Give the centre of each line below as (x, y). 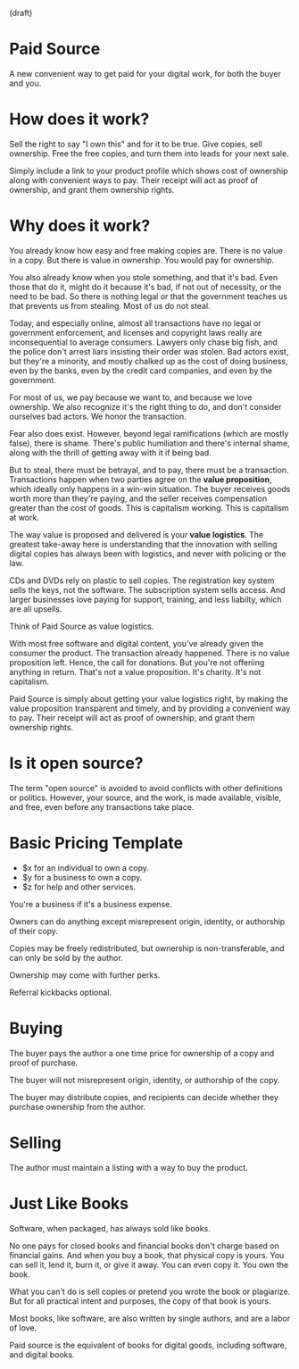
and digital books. (42, 1354)
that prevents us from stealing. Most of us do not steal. (110, 305)
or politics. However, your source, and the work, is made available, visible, (145, 797)
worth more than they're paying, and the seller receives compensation (138, 498)
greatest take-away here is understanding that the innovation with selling (144, 544)
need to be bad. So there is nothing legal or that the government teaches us (149, 296)
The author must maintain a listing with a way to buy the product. (129, 1167)
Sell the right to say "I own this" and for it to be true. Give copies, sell (136, 144)
